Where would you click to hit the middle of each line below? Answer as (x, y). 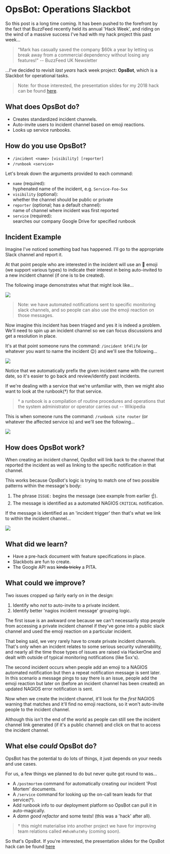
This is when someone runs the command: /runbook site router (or (77, 417)
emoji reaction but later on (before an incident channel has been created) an (85, 683)
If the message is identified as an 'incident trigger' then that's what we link (83, 513)
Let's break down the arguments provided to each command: (69, 173)
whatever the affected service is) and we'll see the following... (70, 422)
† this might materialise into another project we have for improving (87, 826)
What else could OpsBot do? (51, 746)
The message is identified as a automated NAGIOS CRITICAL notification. (88, 503)
